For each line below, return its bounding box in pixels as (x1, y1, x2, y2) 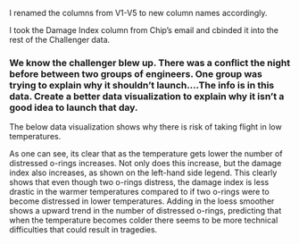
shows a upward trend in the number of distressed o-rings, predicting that (9, 206, 282, 216)
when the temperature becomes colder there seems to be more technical (9, 215, 278, 226)
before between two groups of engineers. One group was (9, 67, 263, 80)
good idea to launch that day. (9, 101, 138, 114)
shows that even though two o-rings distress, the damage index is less (9, 177, 270, 188)
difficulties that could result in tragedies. (9, 224, 158, 235)
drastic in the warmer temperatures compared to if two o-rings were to (9, 187, 270, 198)
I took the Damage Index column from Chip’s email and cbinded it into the (9, 25, 279, 35)
